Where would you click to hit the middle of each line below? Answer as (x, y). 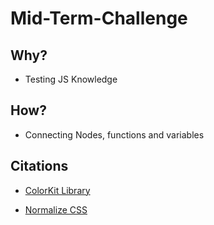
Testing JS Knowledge (71, 79)
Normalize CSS (56, 209)
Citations (39, 166)
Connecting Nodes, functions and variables (114, 134)
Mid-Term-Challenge (99, 18)
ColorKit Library (57, 190)
